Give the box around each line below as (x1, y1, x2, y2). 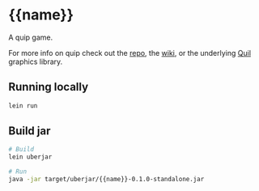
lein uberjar (8, 153, 53, 161)
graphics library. (8, 57, 63, 66)
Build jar (8, 124, 51, 138)
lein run (8, 101, 38, 110)
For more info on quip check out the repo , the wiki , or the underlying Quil (8, 48, 252, 57)
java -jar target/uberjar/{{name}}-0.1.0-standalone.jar (8, 176, 205, 184)
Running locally (8, 80, 89, 94)
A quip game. (8, 32, 53, 42)
